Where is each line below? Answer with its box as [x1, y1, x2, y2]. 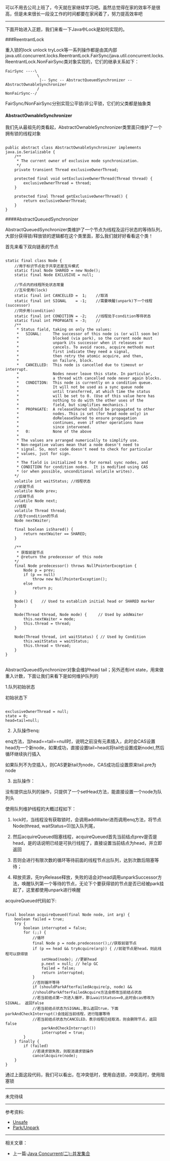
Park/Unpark [12, 1124, 39, 1131]
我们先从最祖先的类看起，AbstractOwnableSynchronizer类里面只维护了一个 [5, 124, 162, 130]
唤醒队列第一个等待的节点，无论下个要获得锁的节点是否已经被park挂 [21, 881, 164, 887]
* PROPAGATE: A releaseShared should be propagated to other [16, 407, 155, 412]
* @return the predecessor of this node [16, 555, 103, 560]
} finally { [14, 1039, 39, 1044]
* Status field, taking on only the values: [16, 327, 112, 332]
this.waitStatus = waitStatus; [23, 639, 90, 644]
